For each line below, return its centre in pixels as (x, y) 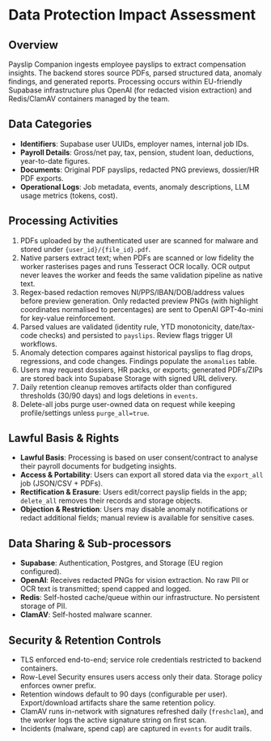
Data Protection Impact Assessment (132, 15)
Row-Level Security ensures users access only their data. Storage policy (141, 677)
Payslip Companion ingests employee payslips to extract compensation (127, 64)
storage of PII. (43, 606)
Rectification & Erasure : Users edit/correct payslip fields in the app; (133, 492)
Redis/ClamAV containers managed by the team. (89, 99)
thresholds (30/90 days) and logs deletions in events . (109, 396)
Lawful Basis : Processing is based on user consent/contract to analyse (139, 458)
